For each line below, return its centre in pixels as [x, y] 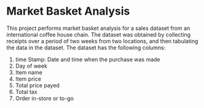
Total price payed [37, 85]
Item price [28, 79]
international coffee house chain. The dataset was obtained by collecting [99, 34]
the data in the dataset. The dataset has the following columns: [86, 48]
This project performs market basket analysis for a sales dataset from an [98, 28]
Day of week [31, 66]
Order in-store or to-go [44, 98]
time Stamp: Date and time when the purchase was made [88, 59]
